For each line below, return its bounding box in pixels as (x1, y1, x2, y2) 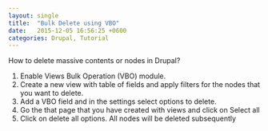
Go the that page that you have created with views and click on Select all (19, 105, 260, 115)
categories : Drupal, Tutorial (8, 34, 110, 42)
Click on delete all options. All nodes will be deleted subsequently (19, 113, 237, 124)
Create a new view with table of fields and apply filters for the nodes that (19, 80, 261, 89)
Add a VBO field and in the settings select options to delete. (19, 97, 218, 106)
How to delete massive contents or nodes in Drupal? (8, 56, 181, 65)
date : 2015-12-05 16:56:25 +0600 (8, 26, 127, 34)
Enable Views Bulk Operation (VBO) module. (19, 71, 166, 81)
